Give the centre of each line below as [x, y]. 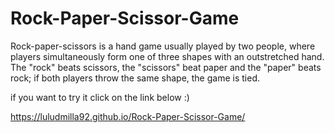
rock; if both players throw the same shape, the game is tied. [135, 78]
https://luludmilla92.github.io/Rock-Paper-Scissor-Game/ [128, 116]
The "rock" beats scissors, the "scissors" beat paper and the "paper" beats [166, 67]
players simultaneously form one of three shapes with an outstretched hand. [167, 56]
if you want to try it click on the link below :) [100, 97]
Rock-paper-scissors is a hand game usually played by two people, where [163, 46]
